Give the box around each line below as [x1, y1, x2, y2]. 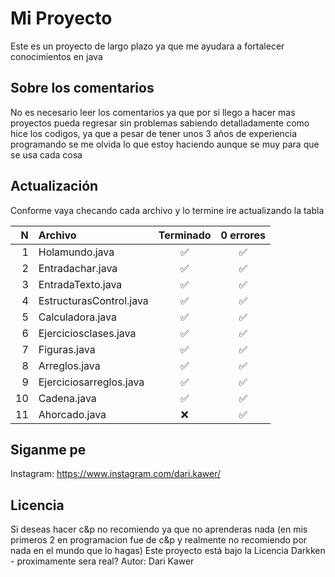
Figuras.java [38, 342, 96, 356]
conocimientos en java [10, 50, 103, 62]
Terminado [158, 228, 212, 242]
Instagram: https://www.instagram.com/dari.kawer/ [10, 468, 222, 480]
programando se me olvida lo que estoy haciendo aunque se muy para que [10, 138, 320, 150]
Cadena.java [38, 391, 97, 405]
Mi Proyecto [10, 7, 113, 30]
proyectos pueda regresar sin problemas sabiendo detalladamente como [10, 117, 310, 129]
